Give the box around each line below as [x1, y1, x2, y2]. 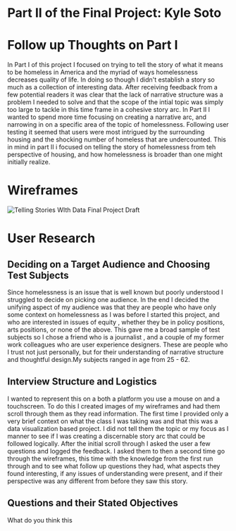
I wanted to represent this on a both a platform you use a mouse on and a [7, 394, 221, 403]
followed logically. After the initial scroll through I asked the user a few [7, 439, 211, 448]
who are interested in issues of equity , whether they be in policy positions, [7, 318, 225, 327]
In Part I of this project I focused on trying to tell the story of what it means [7, 61, 223, 69]
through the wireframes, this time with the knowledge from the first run [7, 454, 213, 463]
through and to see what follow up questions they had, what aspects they [7, 461, 221, 470]
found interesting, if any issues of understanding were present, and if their [7, 469, 223, 477]
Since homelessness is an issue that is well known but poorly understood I [7, 288, 223, 296]
